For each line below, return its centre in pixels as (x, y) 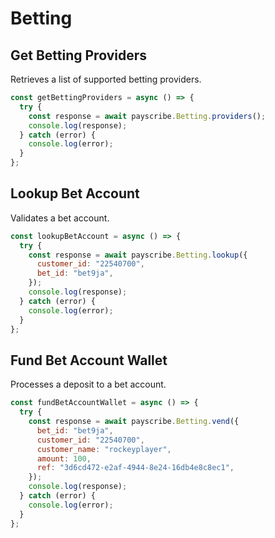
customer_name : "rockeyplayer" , (104, 449)
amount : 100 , (64, 458)
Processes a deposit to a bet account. (88, 384)
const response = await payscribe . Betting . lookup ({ (138, 255)
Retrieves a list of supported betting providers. (106, 79)
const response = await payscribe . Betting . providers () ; (147, 116)
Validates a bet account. (60, 218)
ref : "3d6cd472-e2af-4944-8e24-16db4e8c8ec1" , (135, 468)
